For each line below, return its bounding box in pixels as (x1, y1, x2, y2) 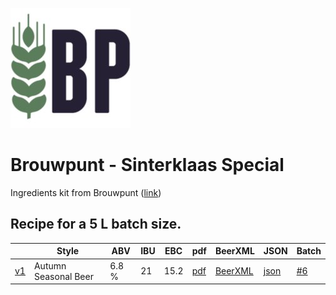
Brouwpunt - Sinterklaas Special (10, 154, 285, 177)
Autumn (33, 259, 67, 272)
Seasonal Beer (33, 270, 94, 282)
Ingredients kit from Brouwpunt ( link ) (10, 186, 162, 198)
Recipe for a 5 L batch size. (10, 216, 182, 233)
